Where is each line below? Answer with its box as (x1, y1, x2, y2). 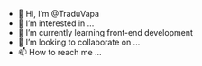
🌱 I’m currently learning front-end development (17, 28, 194, 37)
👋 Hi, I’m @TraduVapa (17, 9, 100, 19)
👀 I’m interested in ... (17, 18, 95, 29)
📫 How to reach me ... (17, 47, 102, 57)
